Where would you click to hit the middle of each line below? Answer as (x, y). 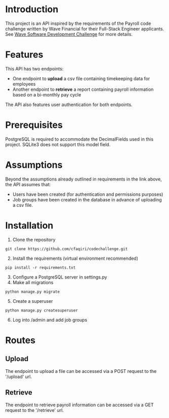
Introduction (32, 9)
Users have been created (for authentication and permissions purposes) (88, 194)
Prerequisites (34, 125)
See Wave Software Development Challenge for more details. (69, 34)
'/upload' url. (18, 376)
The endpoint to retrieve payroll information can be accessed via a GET (80, 405)
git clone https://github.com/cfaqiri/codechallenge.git (67, 249)
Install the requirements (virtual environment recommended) (75, 258)
